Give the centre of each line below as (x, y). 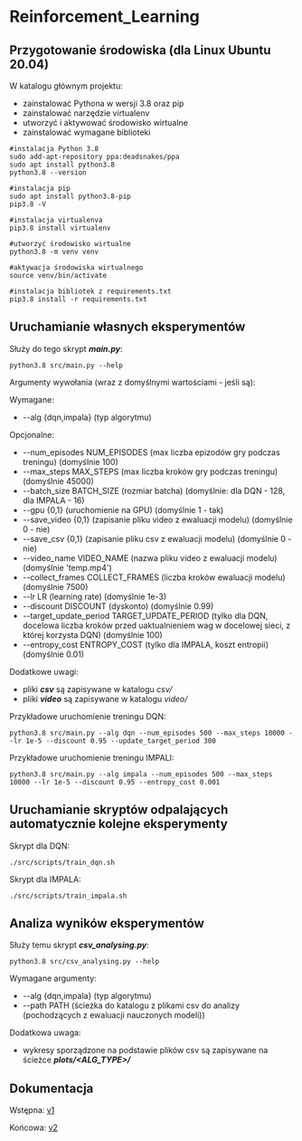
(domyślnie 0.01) (53, 654)
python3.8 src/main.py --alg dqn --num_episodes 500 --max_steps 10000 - (151, 733)
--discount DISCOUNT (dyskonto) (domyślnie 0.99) (118, 606)
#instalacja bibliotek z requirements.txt (90, 291)
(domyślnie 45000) (58, 480)
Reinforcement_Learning (105, 17)
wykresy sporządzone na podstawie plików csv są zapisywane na (145, 1051)
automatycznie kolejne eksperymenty (118, 824)
